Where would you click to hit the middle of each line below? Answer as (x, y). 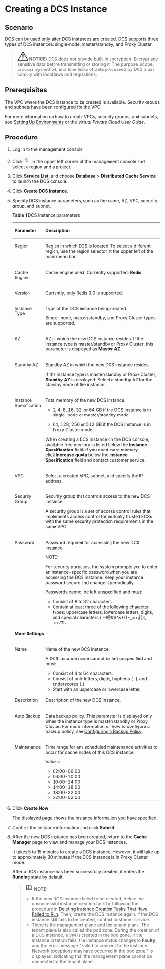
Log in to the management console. (48, 149)
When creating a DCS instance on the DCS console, (97, 439)
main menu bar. (61, 257)
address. (54, 481)
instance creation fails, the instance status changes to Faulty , (94, 940)
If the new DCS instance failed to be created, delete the (88, 899)
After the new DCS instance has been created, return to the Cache (80, 837)
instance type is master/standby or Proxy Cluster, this (99, 344)
